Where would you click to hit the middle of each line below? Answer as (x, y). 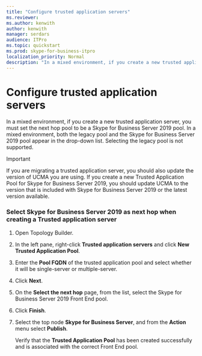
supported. (20, 147)
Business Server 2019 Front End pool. (61, 299)
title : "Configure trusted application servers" (68, 12)
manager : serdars (28, 34)
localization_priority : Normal (45, 57)
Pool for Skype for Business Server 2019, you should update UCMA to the (97, 183)
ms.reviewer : (23, 17)
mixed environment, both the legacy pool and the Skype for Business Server (101, 135)
